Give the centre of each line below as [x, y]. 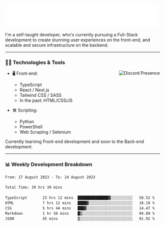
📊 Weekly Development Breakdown [49, 165]
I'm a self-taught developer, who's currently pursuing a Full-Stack [72, 35]
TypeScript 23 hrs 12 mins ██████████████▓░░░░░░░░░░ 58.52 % [80, 198]
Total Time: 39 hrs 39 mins [34, 188]
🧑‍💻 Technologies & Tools [35, 62]
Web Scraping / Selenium [45, 132]
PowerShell [31, 127]
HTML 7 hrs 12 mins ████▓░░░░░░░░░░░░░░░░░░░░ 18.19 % [80, 203]
